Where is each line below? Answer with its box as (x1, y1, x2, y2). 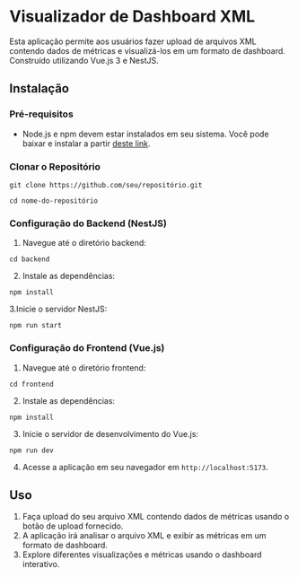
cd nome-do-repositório (9, 196, 99, 205)
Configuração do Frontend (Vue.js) (9, 342, 165, 354)
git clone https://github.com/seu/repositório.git (9, 180, 203, 189)
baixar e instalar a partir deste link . (22, 137, 151, 149)
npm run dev (9, 446, 54, 455)
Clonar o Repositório (9, 160, 101, 172)
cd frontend (9, 380, 54, 389)
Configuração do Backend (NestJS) (9, 217, 168, 230)
